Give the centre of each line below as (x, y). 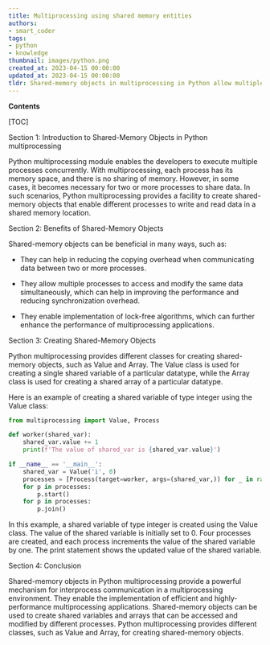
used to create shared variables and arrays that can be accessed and (123, 615)
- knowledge (28, 53)
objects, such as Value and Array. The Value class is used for (138, 364)
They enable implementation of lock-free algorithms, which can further (137, 316)
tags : (17, 38)
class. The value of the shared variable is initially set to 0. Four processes (130, 533)
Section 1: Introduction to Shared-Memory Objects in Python (108, 137)
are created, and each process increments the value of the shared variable (132, 542)
